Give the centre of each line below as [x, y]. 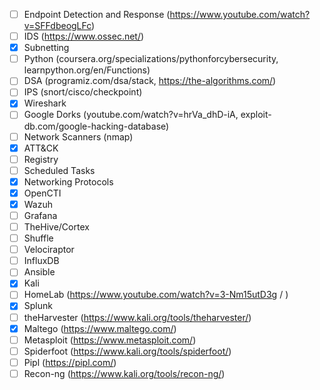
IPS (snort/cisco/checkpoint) [83, 92]
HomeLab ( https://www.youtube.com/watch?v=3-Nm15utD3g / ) [156, 295]
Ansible [39, 272]
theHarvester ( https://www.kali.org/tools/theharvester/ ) [137, 317]
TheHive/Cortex [56, 227]
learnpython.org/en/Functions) [87, 70]
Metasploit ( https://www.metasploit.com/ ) [110, 340]
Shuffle [38, 238]
